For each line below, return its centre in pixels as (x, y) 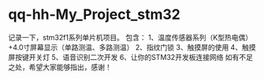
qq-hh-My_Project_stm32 (95, 15)
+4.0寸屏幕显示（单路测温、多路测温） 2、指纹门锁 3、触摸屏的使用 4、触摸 (132, 47)
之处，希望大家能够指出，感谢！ (60, 67)
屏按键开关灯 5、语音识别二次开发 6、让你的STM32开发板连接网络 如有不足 (131, 57)
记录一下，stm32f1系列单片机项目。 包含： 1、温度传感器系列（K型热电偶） (130, 37)
